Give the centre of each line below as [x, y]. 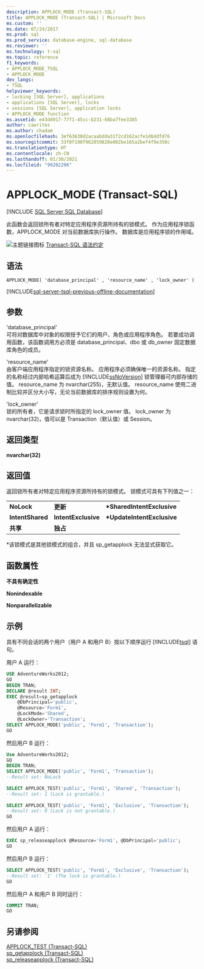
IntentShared [29, 517]
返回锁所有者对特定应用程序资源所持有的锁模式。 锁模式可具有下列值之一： [100, 491]
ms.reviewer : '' [27, 46]
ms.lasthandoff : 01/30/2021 [42, 159]
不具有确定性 [22, 581]
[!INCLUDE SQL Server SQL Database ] [55, 212]
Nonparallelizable [29, 606]
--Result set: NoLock [34, 777]
